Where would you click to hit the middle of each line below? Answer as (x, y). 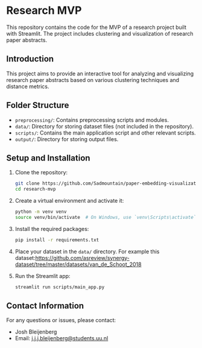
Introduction (30, 59)
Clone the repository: (41, 172)
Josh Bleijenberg (36, 332)
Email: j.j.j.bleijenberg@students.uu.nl (62, 338)
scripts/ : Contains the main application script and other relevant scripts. (105, 133)
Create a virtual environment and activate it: (69, 201)
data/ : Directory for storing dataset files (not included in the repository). (104, 126)
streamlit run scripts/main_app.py (60, 287)
